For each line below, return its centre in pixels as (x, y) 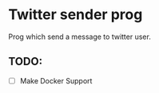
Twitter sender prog (76, 15)
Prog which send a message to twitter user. (80, 37)
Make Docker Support (56, 80)
